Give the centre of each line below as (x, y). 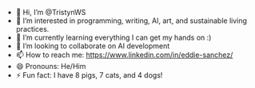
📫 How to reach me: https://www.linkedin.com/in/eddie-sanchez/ (124, 55)
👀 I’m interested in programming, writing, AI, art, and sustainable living (131, 21)
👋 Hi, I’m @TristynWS (51, 12)
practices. (32, 29)
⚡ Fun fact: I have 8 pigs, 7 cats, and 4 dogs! (89, 75)
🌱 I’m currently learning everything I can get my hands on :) (114, 37)
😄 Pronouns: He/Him (51, 66)
